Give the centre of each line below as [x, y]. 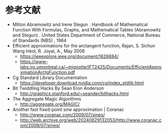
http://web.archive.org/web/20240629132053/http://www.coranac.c [91, 120]
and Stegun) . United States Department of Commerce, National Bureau [86, 35]
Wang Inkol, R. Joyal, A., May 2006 [49, 51]
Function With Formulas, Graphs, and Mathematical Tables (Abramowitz [87, 29]
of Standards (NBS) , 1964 [39, 40]
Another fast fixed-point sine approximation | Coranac [68, 109]
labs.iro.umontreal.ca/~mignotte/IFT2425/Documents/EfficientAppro [91, 67]
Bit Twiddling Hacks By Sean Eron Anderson [58, 88]
